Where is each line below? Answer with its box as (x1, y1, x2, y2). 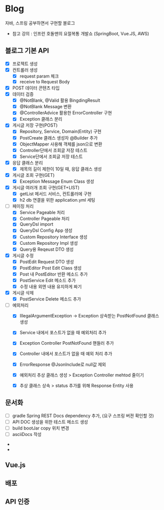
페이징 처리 (12, 203, 34, 209)
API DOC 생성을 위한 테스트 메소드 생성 (12, 419, 88, 425)
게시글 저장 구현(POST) (12, 122, 58, 128)
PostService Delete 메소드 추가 (19, 296, 82, 302)
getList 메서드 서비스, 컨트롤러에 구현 (19, 191, 92, 197)
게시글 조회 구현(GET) (12, 172, 55, 178)
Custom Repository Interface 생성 (19, 234, 88, 240)
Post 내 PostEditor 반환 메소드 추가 (19, 271, 88, 277)
